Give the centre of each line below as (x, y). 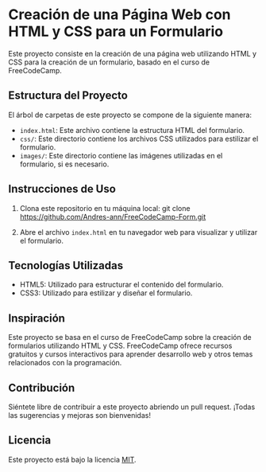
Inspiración (37, 318)
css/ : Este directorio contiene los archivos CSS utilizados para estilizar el (139, 138)
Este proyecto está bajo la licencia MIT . (72, 459)
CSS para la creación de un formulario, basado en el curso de (109, 62)
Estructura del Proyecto (68, 96)
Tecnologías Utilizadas (66, 265)
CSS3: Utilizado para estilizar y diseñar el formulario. (106, 293)
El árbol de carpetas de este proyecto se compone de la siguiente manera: (130, 115)
